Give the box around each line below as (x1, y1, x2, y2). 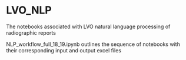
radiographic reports (6, 29, 56, 36)
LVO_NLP (6, 4, 52, 17)
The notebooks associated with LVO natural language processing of (6, 23, 171, 30)
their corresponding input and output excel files (6, 46, 122, 54)
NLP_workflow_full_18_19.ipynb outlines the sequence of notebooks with (6, 41, 181, 48)
